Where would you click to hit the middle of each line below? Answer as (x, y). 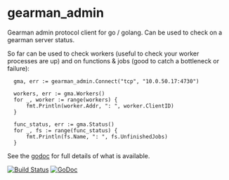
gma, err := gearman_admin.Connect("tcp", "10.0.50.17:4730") (106, 81)
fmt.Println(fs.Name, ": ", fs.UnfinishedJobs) (97, 136)
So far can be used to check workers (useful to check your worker (103, 53)
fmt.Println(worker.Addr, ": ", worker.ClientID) (100, 106)
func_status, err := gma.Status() (64, 124)
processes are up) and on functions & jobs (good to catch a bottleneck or (113, 60)
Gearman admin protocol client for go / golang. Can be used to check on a (115, 32)
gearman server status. (41, 39)
